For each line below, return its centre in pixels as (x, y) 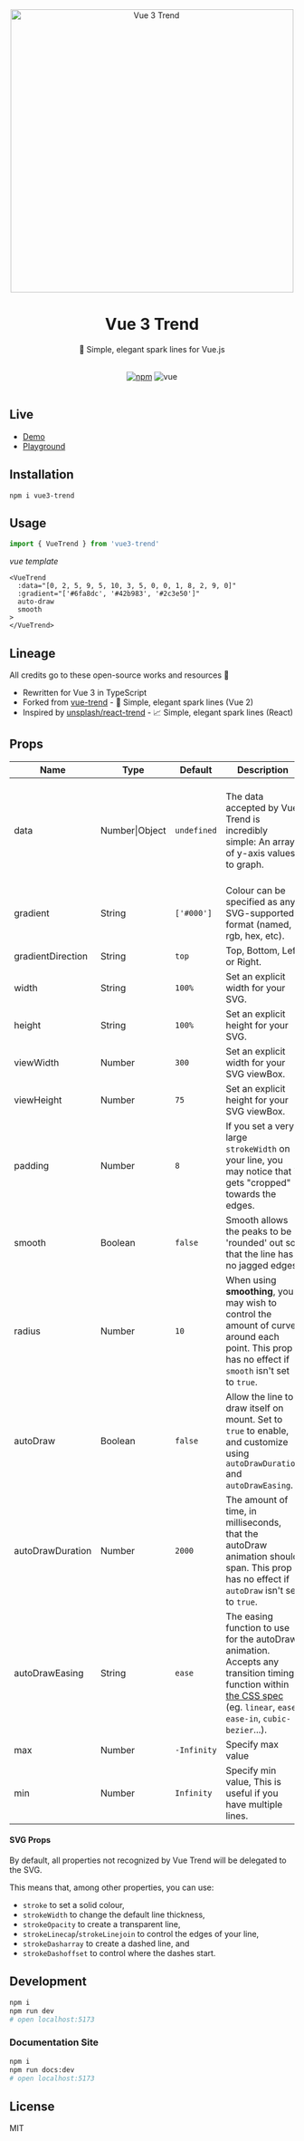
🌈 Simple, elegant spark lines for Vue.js (152, 349)
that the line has (260, 1254)
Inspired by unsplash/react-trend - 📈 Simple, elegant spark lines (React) (158, 713)
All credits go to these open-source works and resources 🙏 (119, 675)
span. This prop (259, 1567)
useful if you (252, 1793)
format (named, (259, 924)
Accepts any (252, 1662)
